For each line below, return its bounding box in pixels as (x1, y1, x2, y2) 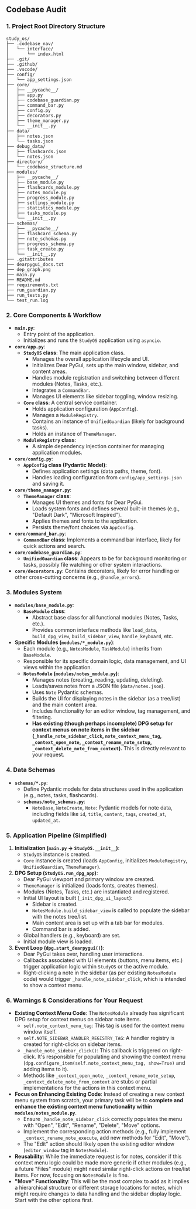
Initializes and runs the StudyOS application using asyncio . (23, 337, 161, 344)
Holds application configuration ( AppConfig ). (32, 405, 139, 412)
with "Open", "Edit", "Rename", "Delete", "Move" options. (23, 1122, 161, 1129)
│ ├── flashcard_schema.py (6, 231, 77, 236)
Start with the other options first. (14, 1197, 94, 1204)
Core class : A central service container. (23, 399, 118, 406)
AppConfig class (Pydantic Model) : (23, 461, 107, 468)
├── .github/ (6, 61, 38, 67)
